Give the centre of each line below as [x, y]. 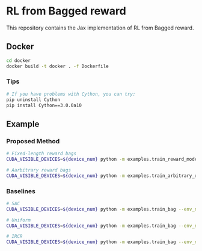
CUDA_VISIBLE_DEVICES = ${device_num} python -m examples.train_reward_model [103, 159]
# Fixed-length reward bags [41, 154]
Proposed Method [33, 141]
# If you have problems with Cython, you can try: [71, 94]
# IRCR [14, 237]
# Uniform [19, 220]
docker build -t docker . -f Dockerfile [58, 66]
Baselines [21, 191]
